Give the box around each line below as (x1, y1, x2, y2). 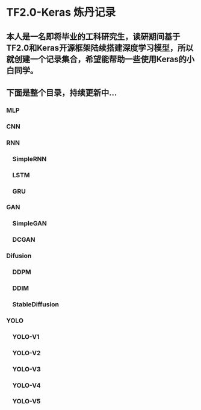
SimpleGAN (12, 219, 47, 228)
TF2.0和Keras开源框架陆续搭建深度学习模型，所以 (6, 43, 194, 53)
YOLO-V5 (12, 397, 41, 406)
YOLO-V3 (12, 365, 41, 373)
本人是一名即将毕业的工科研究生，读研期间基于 (6, 31, 181, 42)
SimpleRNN (12, 154, 47, 163)
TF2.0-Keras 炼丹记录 (6, 5, 116, 19)
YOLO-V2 (12, 348, 41, 357)
